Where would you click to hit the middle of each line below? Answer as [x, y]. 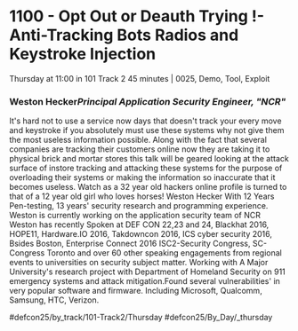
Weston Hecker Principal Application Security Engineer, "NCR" [148, 101]
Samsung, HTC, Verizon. [54, 300]
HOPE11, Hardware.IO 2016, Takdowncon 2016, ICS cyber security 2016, [141, 234]
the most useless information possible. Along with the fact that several [138, 140]
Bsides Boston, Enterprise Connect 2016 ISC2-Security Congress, [130, 244]
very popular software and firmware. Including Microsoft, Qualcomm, [136, 291]
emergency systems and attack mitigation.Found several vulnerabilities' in [145, 281]
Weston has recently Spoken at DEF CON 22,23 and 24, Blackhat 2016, [139, 225]
